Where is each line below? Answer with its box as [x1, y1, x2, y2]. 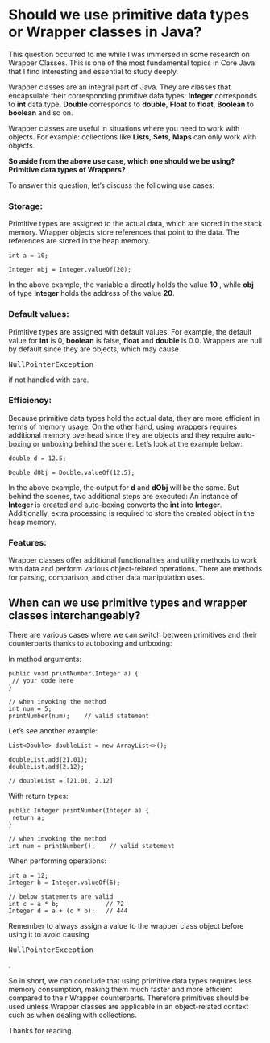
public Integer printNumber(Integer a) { [8, 806, 150, 815]
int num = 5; [8, 704, 52, 713]
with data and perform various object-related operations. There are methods [8, 564, 263, 574]
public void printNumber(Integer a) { [8, 669, 139, 678]
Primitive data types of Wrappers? [8, 164, 127, 174]
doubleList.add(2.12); [8, 763, 85, 771]
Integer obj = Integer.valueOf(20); [8, 266, 131, 274]
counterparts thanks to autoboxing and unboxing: [8, 638, 172, 648]
